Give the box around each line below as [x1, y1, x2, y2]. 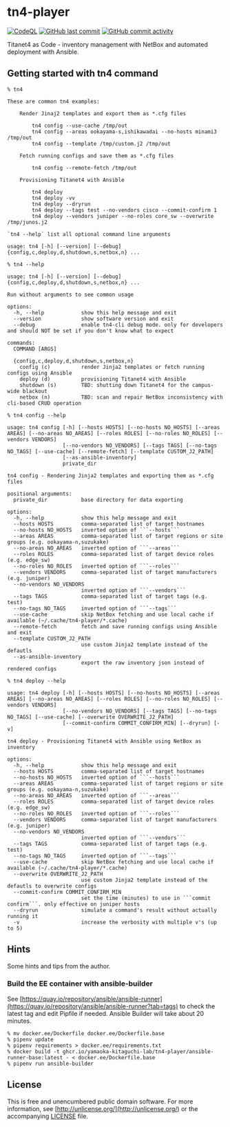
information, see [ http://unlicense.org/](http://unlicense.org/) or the [7, 1104, 198, 1113]
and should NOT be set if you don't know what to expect [7, 327, 174, 335]
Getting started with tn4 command [7, 68, 158, 79]
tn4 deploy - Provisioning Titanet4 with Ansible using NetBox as [7, 737, 202, 745]
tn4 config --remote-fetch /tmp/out [32, 164, 137, 171]
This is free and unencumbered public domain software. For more [7, 1097, 194, 1106]
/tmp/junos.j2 [7, 219, 48, 226]
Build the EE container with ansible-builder [7, 979, 153, 988]
